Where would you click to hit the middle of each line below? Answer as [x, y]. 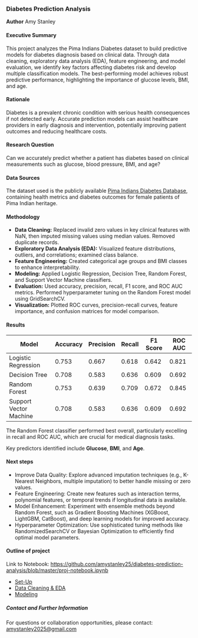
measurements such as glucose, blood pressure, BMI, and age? [83, 164]
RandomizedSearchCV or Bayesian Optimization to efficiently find [94, 531]
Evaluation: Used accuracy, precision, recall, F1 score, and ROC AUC [98, 286]
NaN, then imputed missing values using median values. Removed [95, 236]
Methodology [23, 216]
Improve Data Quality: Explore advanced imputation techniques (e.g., [98, 475]
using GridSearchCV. [40, 299]
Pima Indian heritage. [32, 203]
